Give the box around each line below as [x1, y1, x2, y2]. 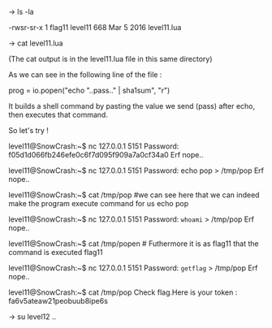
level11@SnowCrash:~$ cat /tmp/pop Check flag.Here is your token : [8, 287, 238, 297]
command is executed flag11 [8, 248, 103, 257]
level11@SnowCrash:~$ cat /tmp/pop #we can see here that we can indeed [8, 190, 260, 200]
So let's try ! [8, 126, 49, 135]
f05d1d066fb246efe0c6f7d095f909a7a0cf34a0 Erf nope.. [8, 150, 204, 159]
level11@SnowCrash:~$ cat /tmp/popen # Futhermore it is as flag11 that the [8, 239, 259, 248]
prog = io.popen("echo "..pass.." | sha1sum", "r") [8, 85, 171, 95]
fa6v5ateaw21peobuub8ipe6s [8, 296, 108, 305]
